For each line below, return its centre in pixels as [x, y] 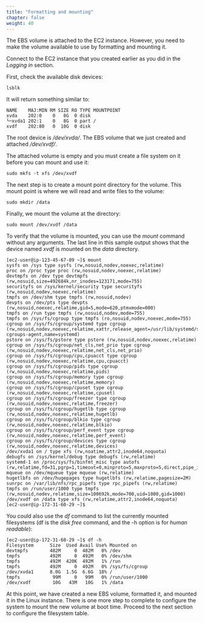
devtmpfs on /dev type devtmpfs [47, 276]
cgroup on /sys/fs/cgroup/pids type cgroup [62, 367]
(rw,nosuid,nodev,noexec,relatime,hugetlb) [62, 415]
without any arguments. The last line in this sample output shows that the [98, 243]
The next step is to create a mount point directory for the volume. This [94, 185]
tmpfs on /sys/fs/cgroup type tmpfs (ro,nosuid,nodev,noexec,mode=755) [99, 319]
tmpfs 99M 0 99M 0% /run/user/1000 [77, 577]
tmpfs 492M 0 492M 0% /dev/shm [69, 556]
